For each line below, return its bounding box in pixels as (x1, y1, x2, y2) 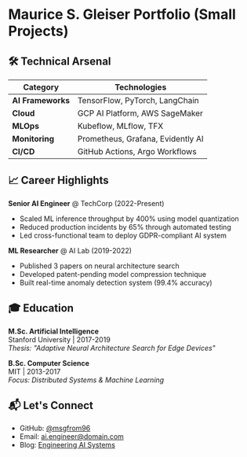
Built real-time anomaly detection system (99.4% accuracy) (19, 278, 213, 287)
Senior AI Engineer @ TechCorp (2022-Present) (8, 198, 165, 208)
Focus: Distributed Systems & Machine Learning (8, 375, 165, 385)
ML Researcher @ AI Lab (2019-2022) (8, 245, 132, 255)
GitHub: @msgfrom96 (19, 423, 91, 433)
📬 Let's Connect (8, 399, 94, 412)
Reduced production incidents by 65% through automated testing (19, 222, 231, 231)
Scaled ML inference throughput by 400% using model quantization (19, 214, 239, 223)
